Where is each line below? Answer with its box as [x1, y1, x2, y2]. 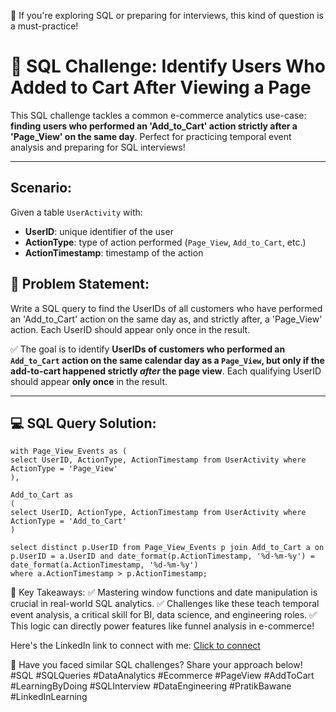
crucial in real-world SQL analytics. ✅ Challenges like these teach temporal [10, 598, 320, 610]
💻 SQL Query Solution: [10, 415, 157, 432]
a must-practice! [10, 20, 79, 32]
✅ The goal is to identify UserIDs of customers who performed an [10, 343, 286, 355]
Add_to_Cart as [10, 490, 74, 500]
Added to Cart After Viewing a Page [10, 76, 312, 99]
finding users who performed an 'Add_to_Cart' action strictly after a [10, 120, 298, 132]
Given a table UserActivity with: [10, 206, 143, 218]
